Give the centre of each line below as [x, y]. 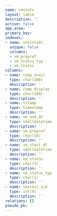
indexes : [14, 38]
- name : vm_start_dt [27, 145]
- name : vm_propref [25, 131]
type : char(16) [25, 136]
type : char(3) [24, 163]
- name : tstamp [21, 103]
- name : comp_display [28, 89]
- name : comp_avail [25, 75]
